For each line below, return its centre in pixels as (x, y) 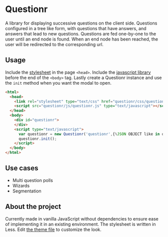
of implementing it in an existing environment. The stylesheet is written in (80, 224)
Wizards (21, 185)
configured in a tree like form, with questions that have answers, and (76, 28)
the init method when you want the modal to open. (58, 83)
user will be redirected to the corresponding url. (54, 44)
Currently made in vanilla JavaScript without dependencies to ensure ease (82, 218)
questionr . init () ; (37, 139)
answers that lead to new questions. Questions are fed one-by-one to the (81, 34)
